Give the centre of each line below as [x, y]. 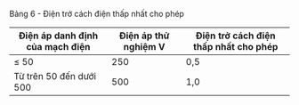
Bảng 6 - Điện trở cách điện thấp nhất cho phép [97, 14]
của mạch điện [58, 47]
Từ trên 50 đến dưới [55, 76]
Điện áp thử [144, 36]
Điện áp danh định [58, 36]
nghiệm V [145, 47]
